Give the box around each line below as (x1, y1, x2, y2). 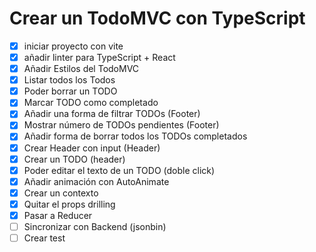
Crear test (23, 232, 66, 244)
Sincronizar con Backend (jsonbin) (23, 220, 167, 232)
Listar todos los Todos (23, 74, 116, 86)
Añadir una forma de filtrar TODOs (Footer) (23, 108, 201, 120)
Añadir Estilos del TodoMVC (23, 63, 140, 75)
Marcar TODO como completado (23, 97, 159, 109)
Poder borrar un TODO (23, 85, 118, 97)
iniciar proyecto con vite (23, 40, 124, 52)
